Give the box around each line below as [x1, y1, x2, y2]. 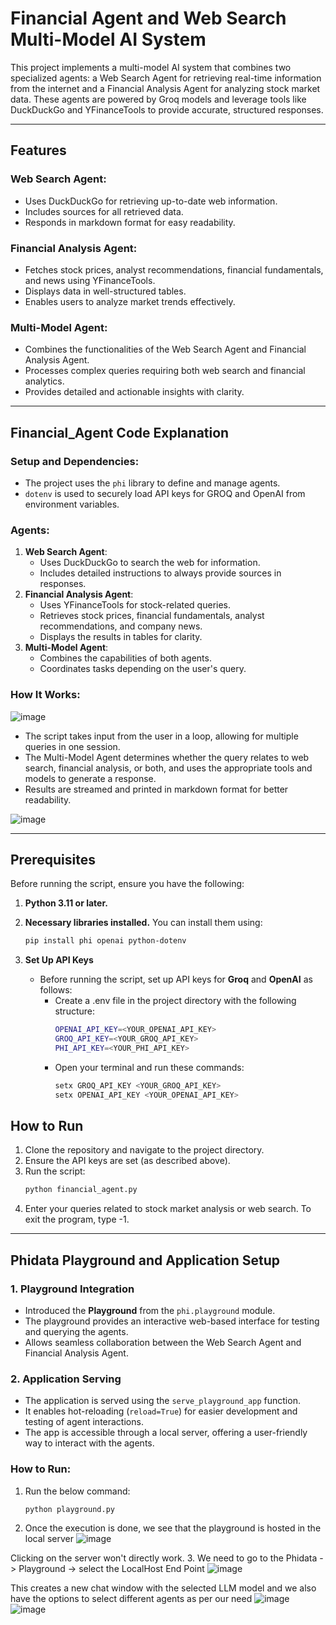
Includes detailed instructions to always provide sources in [39, 567, 282, 579]
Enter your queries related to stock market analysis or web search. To [24, 1203, 312, 1215]
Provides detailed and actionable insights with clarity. [24, 386, 245, 398]
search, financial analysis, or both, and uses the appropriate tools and [24, 762, 313, 774]
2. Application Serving [10, 1372, 122, 1386]
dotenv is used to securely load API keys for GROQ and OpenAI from [24, 487, 306, 499]
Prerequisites [10, 851, 96, 868]
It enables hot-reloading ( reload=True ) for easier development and [24, 1405, 298, 1417]
